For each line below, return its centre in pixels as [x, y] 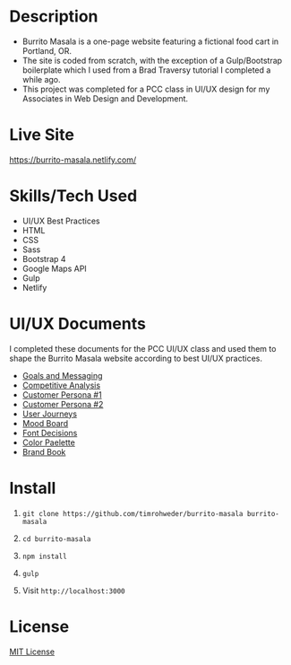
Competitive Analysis [61, 385]
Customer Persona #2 [63, 404]
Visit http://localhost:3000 [73, 591]
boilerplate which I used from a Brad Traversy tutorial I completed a [146, 70]
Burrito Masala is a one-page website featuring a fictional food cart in [150, 41]
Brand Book [44, 451]
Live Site [42, 135]
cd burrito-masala [56, 539]
